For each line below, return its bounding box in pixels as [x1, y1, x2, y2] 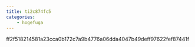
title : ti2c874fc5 [6, 8, 51, 15]
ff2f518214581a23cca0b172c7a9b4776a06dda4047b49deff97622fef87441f [6, 36, 190, 43]
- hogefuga [16, 19, 44, 25]
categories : [6, 14, 35, 20]
